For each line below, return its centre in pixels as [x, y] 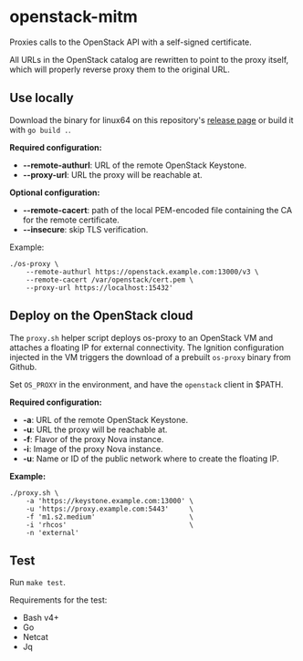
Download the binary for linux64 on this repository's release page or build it [151, 119]
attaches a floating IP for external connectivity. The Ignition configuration [147, 347]
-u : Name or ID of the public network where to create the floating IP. [151, 459]
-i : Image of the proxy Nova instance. [93, 449]
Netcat [35, 637]
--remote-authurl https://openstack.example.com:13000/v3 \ [142, 272]
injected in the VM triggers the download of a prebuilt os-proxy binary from [151, 356]
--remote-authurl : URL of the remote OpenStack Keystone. [135, 165]
